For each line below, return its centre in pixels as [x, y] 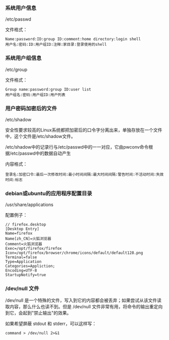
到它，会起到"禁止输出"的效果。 [38, 313]
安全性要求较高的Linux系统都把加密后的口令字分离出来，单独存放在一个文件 [84, 130]
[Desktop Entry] [22, 229]
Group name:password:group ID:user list [48, 89]
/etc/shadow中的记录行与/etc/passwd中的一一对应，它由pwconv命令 [77, 147]
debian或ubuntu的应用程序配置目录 [49, 193]
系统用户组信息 [23, 58]
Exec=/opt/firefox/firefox [34, 249]
